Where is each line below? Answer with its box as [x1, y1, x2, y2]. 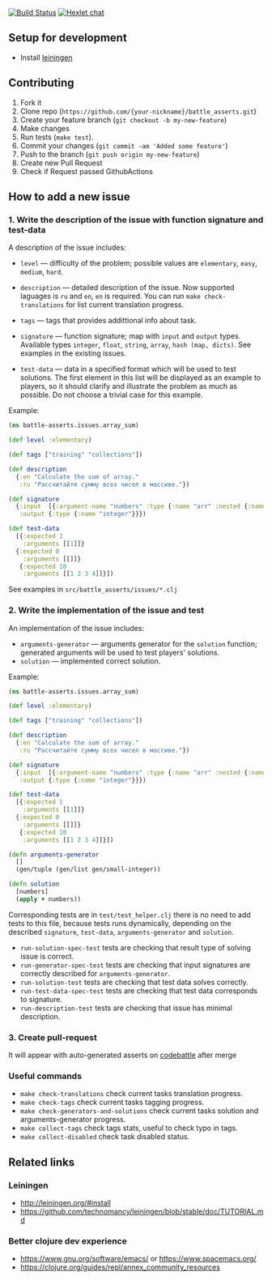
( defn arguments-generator [8, 851, 100, 859]
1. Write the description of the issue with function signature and [8, 214, 264, 225]
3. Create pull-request [8, 1031, 97, 1043]
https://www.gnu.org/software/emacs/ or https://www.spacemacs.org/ [19, 1254, 257, 1264]
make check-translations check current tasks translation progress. [19, 1089, 243, 1099]
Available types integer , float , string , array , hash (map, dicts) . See [19, 340, 252, 350]
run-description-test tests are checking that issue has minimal [19, 1003, 233, 1013]
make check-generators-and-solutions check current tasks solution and [19, 1106, 259, 1116]
